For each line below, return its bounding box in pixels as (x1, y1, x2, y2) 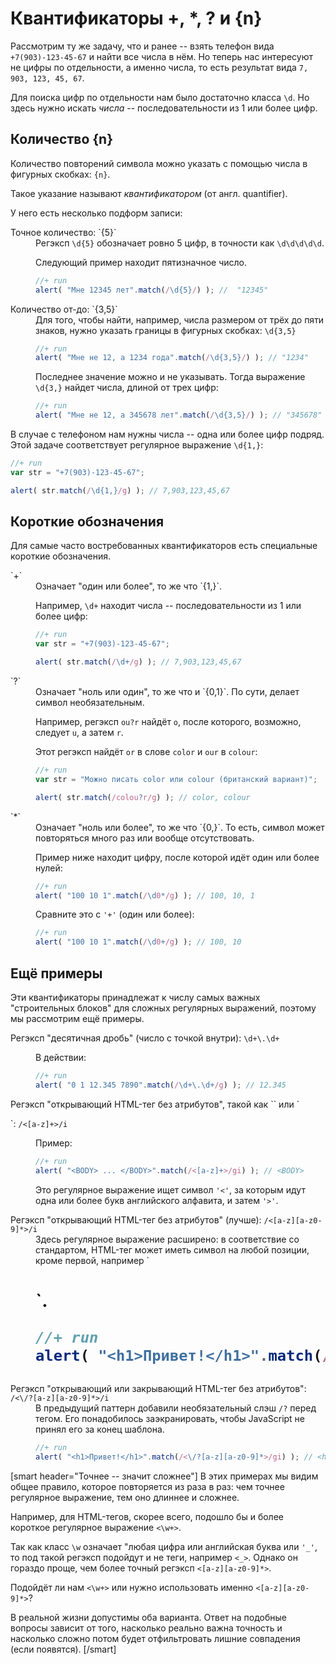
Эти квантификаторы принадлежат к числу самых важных (10, 992, 261, 1003)
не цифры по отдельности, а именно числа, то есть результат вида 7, (10, 61, 309, 73)
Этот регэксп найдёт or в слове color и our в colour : (35, 746, 258, 758)
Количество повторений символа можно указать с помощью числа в (10, 157, 308, 169)
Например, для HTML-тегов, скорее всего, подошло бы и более (10, 1510, 284, 1522)
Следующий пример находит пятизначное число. (35, 256, 247, 268)
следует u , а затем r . (35, 727, 124, 739)
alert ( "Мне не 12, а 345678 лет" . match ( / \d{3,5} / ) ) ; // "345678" (35, 410, 323, 421)
